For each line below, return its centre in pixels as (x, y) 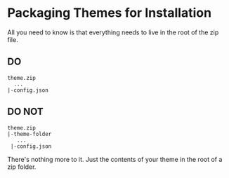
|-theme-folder (30, 134)
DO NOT (25, 112)
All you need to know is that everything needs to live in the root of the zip (113, 32)
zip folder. (22, 167)
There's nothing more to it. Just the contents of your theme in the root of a (115, 159)
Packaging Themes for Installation (110, 13)
